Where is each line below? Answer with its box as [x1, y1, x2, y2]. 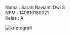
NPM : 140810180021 [5, 10, 49, 16]
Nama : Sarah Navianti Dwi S [5, 5, 65, 10]
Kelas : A [5, 15, 24, 21]
